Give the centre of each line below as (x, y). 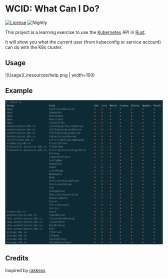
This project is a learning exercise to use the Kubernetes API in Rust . (75, 32)
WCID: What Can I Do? (52, 9)
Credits (17, 258)
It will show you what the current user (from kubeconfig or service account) (83, 42)
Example (19, 91)
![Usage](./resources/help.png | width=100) (50, 75)
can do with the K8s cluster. (34, 47)
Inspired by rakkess (25, 270)
